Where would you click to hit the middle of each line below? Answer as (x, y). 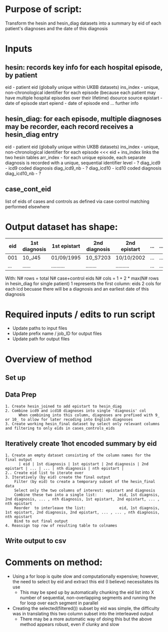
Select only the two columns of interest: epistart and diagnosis (85, 490)
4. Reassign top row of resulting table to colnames (61, 526)
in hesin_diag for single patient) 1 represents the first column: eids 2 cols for (83, 283)
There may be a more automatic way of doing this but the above (86, 619)
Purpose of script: (43, 9)
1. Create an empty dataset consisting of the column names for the (78, 455)
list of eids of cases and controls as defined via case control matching (77, 201)
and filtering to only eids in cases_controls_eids (60, 428)
